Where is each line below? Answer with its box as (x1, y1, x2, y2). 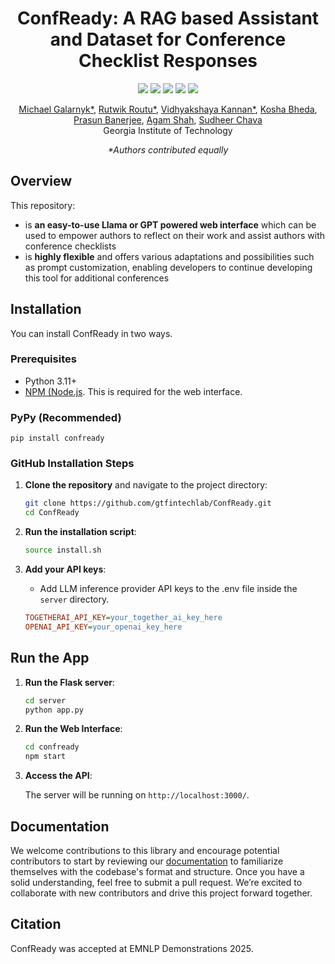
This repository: (10, 199, 76, 211)
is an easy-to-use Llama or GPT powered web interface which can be (24, 218, 317, 231)
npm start (24, 752, 67, 762)
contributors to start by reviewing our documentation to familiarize (10, 855, 284, 867)
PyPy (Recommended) (10, 410, 122, 424)
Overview (10, 173, 73, 190)
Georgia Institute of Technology (103, 124, 233, 136)
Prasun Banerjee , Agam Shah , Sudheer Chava (73, 113, 263, 126)
